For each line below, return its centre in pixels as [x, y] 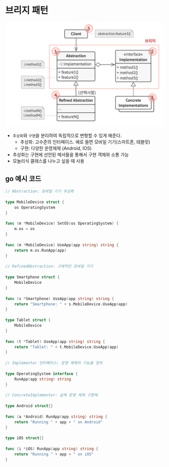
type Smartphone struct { [32, 277]
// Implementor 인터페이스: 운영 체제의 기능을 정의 [54, 363]
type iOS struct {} [25, 438]
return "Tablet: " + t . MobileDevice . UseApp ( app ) [67, 347]
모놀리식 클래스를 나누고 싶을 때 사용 [48, 161]
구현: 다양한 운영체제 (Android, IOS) [56, 149]
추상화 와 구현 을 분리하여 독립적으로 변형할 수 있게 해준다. [67, 136]
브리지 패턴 [27, 10]
